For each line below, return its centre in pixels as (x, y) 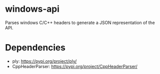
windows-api (32, 9)
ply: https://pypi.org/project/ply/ (44, 61)
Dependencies (35, 48)
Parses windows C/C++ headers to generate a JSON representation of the (80, 23)
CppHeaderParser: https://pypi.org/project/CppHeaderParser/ (75, 66)
